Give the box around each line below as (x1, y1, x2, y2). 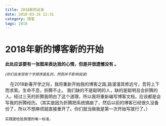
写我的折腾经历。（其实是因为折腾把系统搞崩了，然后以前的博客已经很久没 (5, 100, 155, 106)
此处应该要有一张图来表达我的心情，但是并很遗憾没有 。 (5, 61, 119, 67)
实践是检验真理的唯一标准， (5, 117, 53, 122)
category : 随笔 (5, 16, 35, 21)
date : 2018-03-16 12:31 (5, 12, 54, 17)
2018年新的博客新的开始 (5, 44, 104, 55)
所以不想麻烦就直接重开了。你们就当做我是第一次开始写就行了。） (18, 106, 150, 112)
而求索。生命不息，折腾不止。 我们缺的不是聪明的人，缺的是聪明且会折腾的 (5, 87, 158, 93)
